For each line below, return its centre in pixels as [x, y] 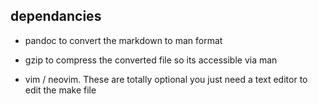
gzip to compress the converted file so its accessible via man [151, 60]
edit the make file [60, 90]
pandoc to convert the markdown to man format [123, 40]
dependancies [56, 16]
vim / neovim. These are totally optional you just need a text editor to [166, 79]
